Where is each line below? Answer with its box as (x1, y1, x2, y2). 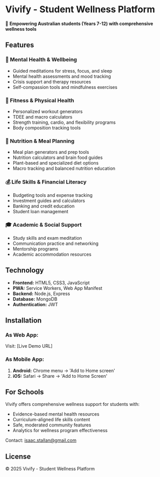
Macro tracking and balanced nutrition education (12, 165, 116, 172)
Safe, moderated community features (12, 422, 92, 428)
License (5, 452, 31, 461)
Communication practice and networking (12, 240, 99, 246)
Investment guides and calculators (12, 197, 85, 203)
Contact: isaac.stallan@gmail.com (5, 437, 77, 443)
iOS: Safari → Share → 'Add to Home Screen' (12, 373, 108, 379)
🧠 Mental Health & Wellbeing (5, 56, 77, 63)
